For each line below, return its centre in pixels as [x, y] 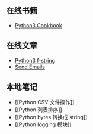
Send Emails [30, 67]
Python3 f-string [35, 60]
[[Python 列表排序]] [38, 110]
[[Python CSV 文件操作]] [44, 102]
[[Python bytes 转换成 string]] [51, 117]
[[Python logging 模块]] [43, 124]
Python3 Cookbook [38, 25]
